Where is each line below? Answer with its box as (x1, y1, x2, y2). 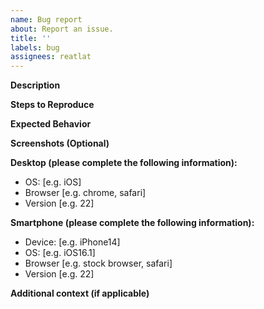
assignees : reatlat (10, 52, 92, 62)
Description (10, 79, 61, 91)
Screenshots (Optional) (10, 137, 110, 150)
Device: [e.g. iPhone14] (24, 236, 121, 248)
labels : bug (10, 42, 60, 53)
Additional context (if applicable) (10, 287, 150, 300)
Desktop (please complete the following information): (10, 157, 238, 169)
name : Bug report (10, 14, 83, 25)
